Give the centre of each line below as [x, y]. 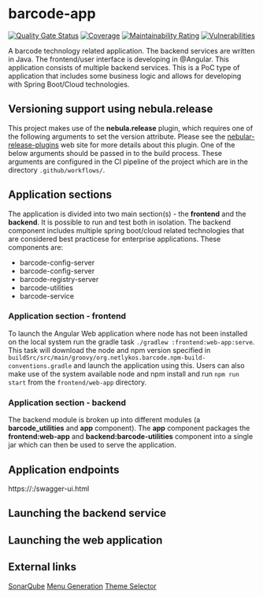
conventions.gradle [40, 366]
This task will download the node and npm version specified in [109, 350]
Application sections [60, 195]
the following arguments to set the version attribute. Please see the [117, 136]
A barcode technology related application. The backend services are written [131, 50]
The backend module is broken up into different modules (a [104, 420]
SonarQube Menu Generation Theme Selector [83, 586]
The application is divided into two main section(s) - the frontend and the [127, 214]
